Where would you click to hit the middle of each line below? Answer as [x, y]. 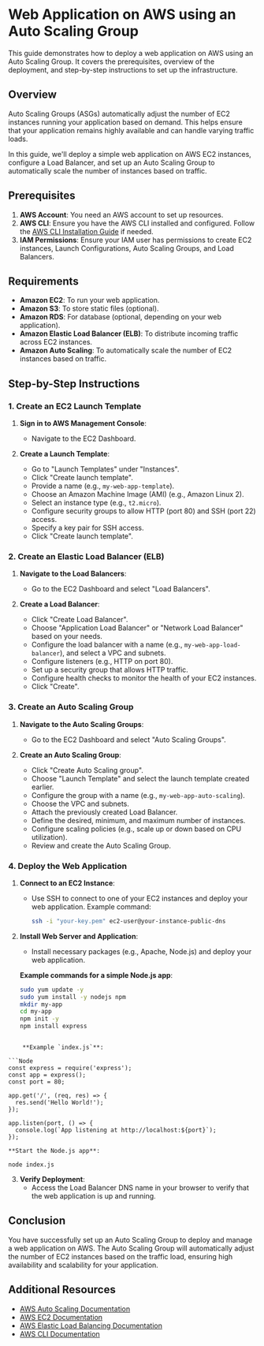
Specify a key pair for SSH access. [87, 528]
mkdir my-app [41, 1004]
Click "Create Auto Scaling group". [87, 770]
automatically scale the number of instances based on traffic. [108, 170]
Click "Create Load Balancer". [80, 620]
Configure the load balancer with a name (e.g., [107, 645]
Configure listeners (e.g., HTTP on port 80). [102, 662]
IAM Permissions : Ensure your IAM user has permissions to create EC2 [136, 240]
